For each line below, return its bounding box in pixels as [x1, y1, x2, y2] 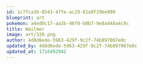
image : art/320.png [6, 32, 56, 38]
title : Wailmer [6, 26, 45, 32]
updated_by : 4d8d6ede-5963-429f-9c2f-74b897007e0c [6, 43, 138, 49]
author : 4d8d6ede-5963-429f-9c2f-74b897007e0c [6, 37, 127, 43]
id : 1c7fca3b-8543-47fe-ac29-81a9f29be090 [6, 9, 116, 15]
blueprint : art [6, 15, 45, 21]
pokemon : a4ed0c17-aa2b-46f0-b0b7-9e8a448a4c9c [6, 20, 130, 26]
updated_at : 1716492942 [6, 49, 67, 55]
